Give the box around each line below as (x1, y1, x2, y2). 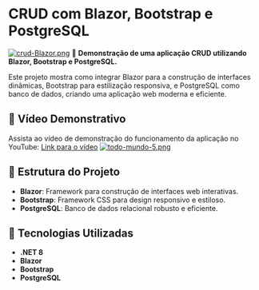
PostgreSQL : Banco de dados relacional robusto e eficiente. (19, 203, 218, 213)
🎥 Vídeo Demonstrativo (8, 113, 126, 126)
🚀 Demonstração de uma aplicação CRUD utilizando (71, 48, 247, 58)
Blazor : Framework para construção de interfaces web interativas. (19, 186, 239, 196)
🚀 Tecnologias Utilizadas (8, 226, 133, 240)
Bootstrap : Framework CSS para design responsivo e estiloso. (19, 195, 226, 205)
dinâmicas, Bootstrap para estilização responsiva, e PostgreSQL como (8, 81, 240, 90)
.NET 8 (19, 248, 44, 257)
